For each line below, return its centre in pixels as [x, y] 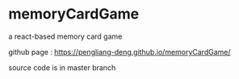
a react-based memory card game [65, 36]
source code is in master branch [62, 67]
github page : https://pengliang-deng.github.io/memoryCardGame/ [120, 52]
